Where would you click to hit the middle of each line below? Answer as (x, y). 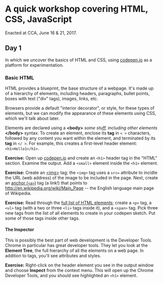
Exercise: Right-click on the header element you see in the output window (80, 265)
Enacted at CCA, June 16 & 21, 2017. (41, 33)
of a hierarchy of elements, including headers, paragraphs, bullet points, (77, 94)
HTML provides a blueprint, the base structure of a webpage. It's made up (80, 88)
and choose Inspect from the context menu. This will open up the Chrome (79, 270)
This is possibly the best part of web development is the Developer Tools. (79, 240)
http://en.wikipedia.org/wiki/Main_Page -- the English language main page (80, 188)
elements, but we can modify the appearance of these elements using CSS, (81, 113)
